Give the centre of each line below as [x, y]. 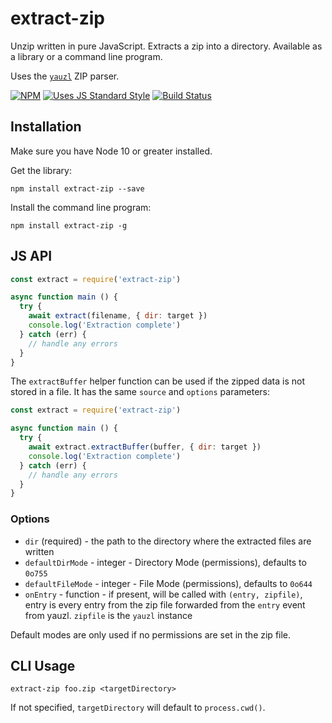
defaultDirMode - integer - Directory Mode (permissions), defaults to [165, 562]
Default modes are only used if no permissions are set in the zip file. [151, 634]
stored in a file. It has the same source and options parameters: [140, 392]
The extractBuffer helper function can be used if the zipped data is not [157, 381]
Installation [46, 127]
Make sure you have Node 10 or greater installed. [111, 151]
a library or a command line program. [86, 56]
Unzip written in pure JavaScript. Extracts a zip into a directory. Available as [166, 46]
